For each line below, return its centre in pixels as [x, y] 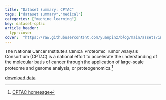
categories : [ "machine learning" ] [41, 19]
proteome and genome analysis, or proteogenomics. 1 [59, 67]
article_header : [22, 28]
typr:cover [21, 33]
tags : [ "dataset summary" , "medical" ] [44, 14]
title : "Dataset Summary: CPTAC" [40, 10]
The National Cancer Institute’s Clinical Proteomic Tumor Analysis [72, 51]
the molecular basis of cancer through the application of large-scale [75, 62]
